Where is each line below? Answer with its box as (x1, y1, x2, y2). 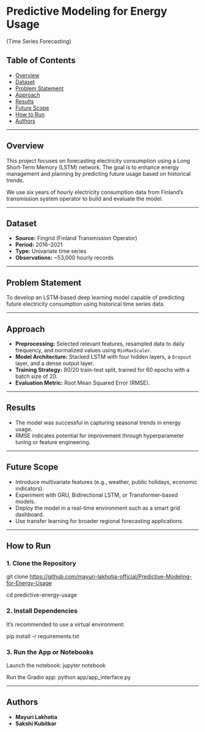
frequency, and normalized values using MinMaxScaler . (15, 347, 152, 353)
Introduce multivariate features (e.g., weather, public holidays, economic (15, 478, 198, 485)
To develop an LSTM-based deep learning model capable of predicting (6, 294, 185, 301)
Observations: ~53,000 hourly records (15, 254, 114, 262)
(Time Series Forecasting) (6, 37, 71, 45)
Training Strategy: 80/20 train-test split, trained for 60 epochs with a (15, 366, 190, 373)
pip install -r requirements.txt (6, 632, 79, 640)
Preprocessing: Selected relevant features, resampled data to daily (15, 340, 185, 347)
